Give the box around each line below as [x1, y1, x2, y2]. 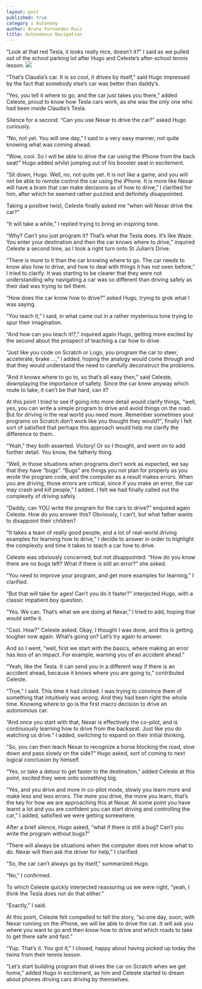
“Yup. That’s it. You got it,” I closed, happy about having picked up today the [6, 945, 196, 952]
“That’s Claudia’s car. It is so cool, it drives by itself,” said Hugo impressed [6, 73, 191, 81]
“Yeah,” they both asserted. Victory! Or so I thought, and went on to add [6, 442, 186, 450]
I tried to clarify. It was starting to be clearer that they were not [6, 269, 162, 277]
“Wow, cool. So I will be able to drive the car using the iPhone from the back [6, 153, 195, 160]
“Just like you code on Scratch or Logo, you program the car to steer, [6, 349, 178, 356]
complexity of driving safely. [6, 493, 77, 500]
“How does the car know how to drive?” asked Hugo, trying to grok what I [6, 294, 190, 302]
